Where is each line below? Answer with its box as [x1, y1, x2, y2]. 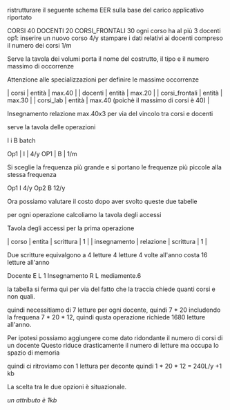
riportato [7, 13, 32, 21]
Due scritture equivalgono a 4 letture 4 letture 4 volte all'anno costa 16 [7, 251, 208, 259]
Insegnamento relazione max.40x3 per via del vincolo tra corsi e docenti [7, 110, 213, 118]
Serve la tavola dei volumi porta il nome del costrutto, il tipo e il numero [7, 55, 209, 63]
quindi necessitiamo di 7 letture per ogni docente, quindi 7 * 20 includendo [7, 306, 221, 314]
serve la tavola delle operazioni [7, 123, 96, 131]
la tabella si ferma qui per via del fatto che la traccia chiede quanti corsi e [7, 285, 216, 293]
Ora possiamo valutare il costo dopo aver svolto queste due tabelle [7, 197, 198, 205]
